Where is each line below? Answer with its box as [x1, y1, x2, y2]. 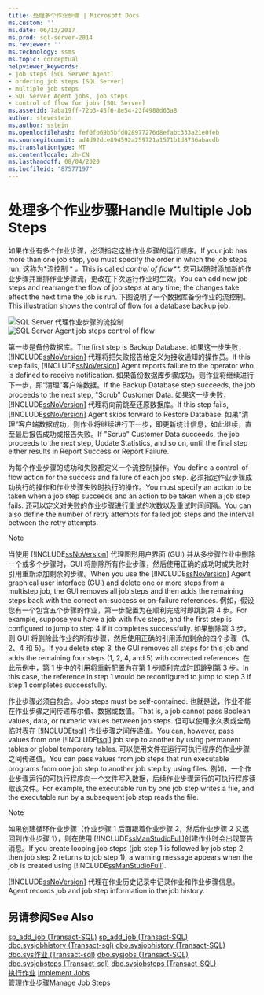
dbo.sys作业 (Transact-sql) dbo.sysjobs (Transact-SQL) [8, 949, 189, 959]
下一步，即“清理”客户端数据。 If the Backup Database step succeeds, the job [8, 379, 255, 390]
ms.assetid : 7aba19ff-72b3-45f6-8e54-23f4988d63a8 [8, 107, 178, 115]
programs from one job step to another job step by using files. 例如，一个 [8, 764, 245, 773]
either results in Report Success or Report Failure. [8, 446, 170, 456]
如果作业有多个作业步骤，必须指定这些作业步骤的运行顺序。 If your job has [8, 246, 247, 255]
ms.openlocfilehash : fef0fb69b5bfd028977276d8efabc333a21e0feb [8, 128, 220, 136]
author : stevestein [8, 114, 72, 122]
